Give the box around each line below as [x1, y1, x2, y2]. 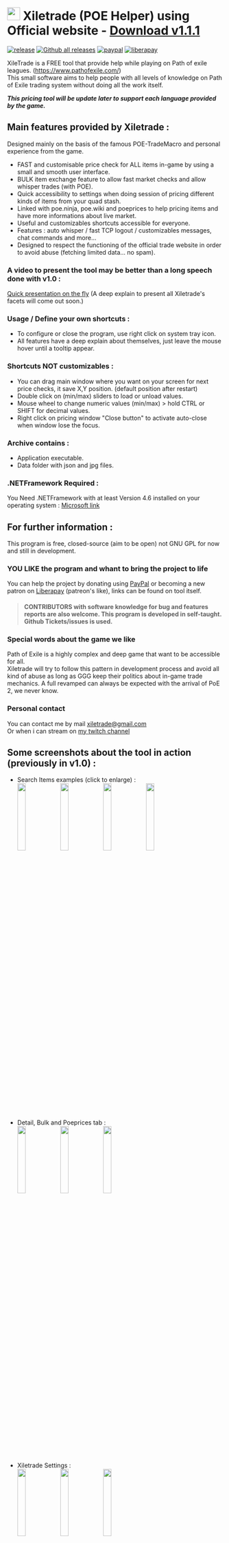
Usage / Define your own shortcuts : [7, 314, 130, 323]
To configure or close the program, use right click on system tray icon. [16, 330, 216, 338]
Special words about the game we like [7, 634, 136, 643]
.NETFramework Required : [7, 478, 99, 488]
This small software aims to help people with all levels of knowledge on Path [7, 73, 223, 82]
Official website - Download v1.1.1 [7, 23, 200, 39]
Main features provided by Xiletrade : [7, 121, 170, 134]
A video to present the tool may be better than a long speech [7, 265, 213, 275]
